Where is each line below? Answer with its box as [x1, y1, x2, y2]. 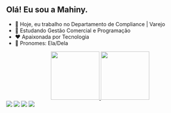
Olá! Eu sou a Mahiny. [6, 5, 88, 15]
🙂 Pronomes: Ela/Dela [14, 39, 69, 46]
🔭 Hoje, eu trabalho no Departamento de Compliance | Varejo [14, 20, 166, 27]
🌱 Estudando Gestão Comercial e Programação [14, 27, 131, 34]
